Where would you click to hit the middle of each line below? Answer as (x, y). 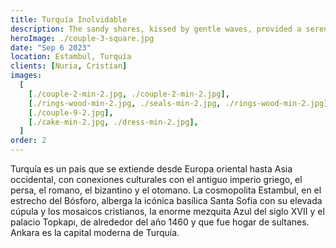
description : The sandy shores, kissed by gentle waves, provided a (156, 29)
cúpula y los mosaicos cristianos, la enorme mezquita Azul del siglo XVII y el (167, 211)
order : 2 (28, 141)
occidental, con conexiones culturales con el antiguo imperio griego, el (156, 179)
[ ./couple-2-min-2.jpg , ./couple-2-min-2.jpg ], (129, 94)
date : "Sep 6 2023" (51, 47)
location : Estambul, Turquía (71, 57)
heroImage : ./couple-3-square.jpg (82, 38)
